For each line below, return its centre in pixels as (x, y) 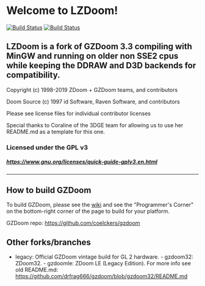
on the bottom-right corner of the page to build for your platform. (88, 211)
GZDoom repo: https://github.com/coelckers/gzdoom (73, 223)
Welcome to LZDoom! (62, 11)
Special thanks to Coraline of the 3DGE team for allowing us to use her (95, 125)
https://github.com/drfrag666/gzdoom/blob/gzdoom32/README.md (101, 276)
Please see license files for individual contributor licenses (79, 113)
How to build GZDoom (49, 190)
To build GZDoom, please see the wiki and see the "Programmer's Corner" (100, 205)
